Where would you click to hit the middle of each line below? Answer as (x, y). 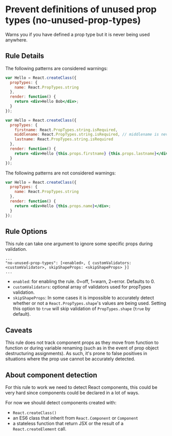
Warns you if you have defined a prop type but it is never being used (78, 34)
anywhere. (16, 40)
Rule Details (25, 56)
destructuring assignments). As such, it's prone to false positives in (76, 354)
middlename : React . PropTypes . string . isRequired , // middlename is (87, 135)
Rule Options (26, 231)
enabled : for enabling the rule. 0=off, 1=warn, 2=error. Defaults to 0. (84, 281)
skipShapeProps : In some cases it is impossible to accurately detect (83, 298)
